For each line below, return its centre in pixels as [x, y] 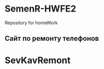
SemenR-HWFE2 [40, 9]
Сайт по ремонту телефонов [52, 39]
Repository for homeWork [31, 23]
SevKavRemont [38, 60]
